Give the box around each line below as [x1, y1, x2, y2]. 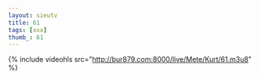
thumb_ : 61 [8, 33, 44, 41]
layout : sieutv [8, 11, 58, 20]
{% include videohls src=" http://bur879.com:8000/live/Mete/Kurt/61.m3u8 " [8, 55, 253, 64]
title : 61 [8, 19, 41, 27]
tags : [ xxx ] [8, 26, 47, 34]
